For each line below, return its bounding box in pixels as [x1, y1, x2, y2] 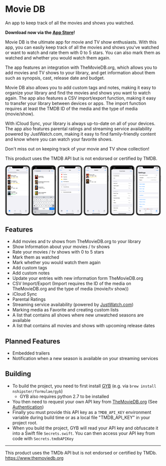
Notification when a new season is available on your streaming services [12, 356, 159, 362]
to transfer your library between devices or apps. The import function [5, 100, 147, 106]
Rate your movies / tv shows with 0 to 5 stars [12, 249, 104, 255]
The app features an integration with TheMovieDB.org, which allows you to [5, 64, 157, 70]
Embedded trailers [12, 350, 50, 356]
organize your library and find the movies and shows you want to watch [5, 90, 151, 96]
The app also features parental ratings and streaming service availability [5, 125, 152, 132]
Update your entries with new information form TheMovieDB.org [12, 275, 143, 281]
